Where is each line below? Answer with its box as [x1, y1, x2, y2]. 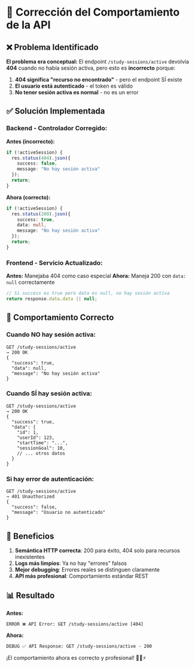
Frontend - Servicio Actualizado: [6, 258, 103, 267]
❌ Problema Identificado [6, 42, 99, 52]
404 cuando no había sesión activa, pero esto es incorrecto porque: [6, 64, 176, 71]
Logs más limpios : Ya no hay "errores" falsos [14, 560, 127, 567]
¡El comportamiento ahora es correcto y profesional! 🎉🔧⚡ [6, 654, 147, 661]
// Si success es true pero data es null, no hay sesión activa [6, 291, 170, 297]
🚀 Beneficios [6, 531, 54, 541]
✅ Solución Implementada [6, 106, 105, 116]
